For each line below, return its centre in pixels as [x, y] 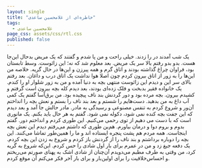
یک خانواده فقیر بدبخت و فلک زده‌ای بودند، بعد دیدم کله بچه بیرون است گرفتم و [94, 88]
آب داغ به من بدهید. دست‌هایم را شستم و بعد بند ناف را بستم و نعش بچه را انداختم [98, 101]
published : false [28, 39]
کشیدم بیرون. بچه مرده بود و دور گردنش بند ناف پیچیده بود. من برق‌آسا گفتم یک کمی [101, 94]
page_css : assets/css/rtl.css [45, 34]
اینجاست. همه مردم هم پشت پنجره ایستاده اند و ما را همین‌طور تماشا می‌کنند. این [97, 133]
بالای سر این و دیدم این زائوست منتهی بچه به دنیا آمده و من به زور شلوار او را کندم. [99, 82]
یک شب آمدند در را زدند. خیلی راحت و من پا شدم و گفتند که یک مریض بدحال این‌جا [98, 56]
